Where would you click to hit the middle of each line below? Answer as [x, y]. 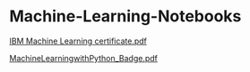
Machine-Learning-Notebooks [125, 16]
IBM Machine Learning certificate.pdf [78, 41]
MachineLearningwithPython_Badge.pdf [84, 58]
